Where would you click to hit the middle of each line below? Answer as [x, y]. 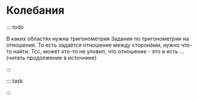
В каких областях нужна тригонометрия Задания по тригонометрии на [98, 38]
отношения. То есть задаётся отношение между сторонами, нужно [93, 45]
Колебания [36, 10]
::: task [14, 81]
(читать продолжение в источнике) [51, 57]
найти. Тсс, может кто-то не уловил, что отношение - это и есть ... [99, 51]
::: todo [15, 27]
